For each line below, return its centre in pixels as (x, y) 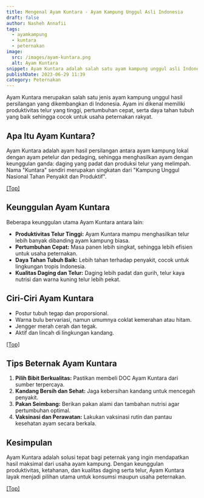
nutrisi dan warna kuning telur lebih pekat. (68, 279)
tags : (13, 29)
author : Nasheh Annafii (36, 23)
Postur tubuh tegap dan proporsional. (62, 313)
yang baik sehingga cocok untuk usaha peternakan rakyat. (80, 117)
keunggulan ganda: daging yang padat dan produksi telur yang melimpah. (99, 163)
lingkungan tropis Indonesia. (50, 266)
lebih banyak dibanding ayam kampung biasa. (73, 240)
